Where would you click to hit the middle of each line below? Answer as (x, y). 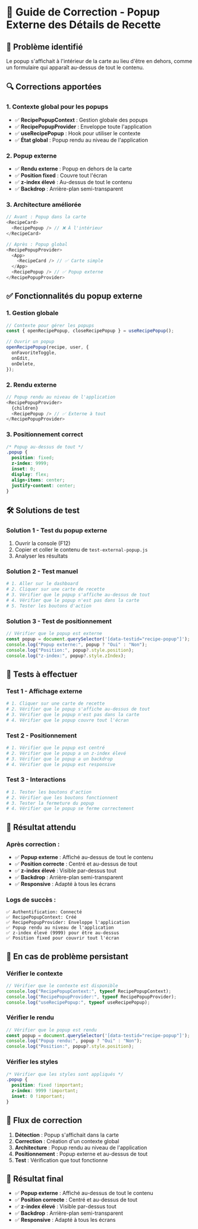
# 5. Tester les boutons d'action (49, 606)
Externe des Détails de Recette (84, 25)
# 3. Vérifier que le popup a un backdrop (59, 759)
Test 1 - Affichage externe (44, 691)
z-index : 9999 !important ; (45, 1091)
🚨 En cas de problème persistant (67, 956)
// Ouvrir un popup (30, 342)
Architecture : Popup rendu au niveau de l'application (81, 1147)
